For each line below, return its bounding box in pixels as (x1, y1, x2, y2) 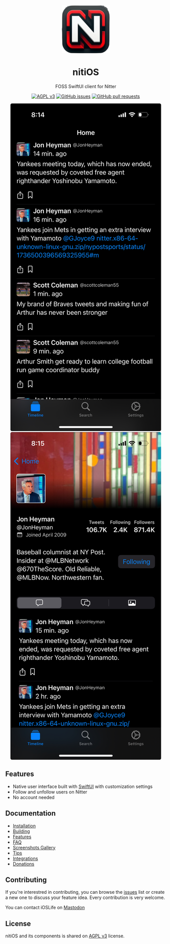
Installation (12, 823, 36, 829)
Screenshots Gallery (12, 844, 56, 850)
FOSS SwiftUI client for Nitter (55, 83, 116, 89)
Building (12, 828, 30, 834)
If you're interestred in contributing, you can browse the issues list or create (5, 889, 165, 895)
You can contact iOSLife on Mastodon (5, 905, 85, 911)
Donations (12, 861, 35, 867)
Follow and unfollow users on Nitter (12, 788, 88, 795)
